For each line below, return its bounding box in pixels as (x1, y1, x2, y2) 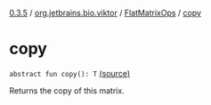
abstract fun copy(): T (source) (9, 68, 131, 78)
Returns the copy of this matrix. (9, 85, 125, 96)
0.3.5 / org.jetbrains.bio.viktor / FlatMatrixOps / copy (9, 8, 202, 18)
